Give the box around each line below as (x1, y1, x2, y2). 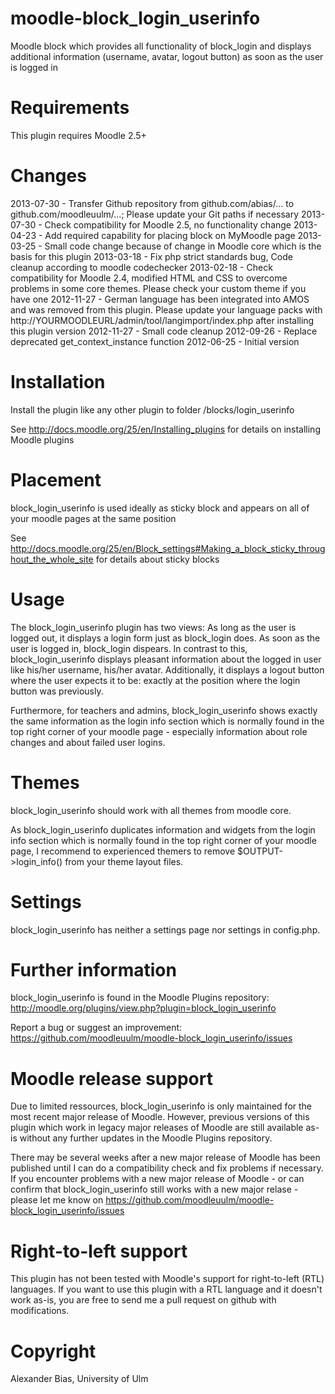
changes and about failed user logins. (10, 736, 166, 748)
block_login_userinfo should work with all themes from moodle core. (10, 804, 292, 816)
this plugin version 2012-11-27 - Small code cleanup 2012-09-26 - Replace (10, 325, 318, 337)
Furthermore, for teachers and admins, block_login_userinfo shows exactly (10, 704, 318, 716)
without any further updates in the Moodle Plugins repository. (19, 1132, 273, 1144)
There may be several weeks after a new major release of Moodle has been (10, 1152, 321, 1164)
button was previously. (10, 685, 104, 697)
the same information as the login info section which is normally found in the (10, 715, 325, 727)
